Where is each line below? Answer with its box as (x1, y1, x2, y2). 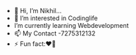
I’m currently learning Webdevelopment (13, 22, 129, 29)
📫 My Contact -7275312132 (13, 29, 96, 38)
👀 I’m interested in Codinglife (13, 14, 98, 22)
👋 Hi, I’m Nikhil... (13, 7, 62, 15)
